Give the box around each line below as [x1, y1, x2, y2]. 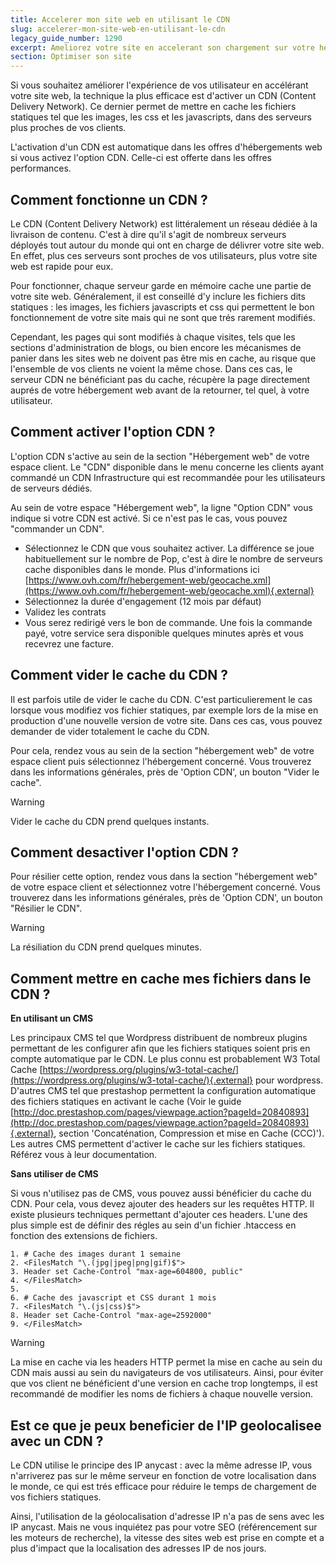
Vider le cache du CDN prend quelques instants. [10, 815, 210, 827]
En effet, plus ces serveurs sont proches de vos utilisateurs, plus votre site [10, 249, 318, 261]
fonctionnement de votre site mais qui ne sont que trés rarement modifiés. [10, 311, 316, 323]
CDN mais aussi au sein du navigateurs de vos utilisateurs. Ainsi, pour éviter [10, 1367, 324, 1379]
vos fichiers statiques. [10, 1491, 102, 1503]
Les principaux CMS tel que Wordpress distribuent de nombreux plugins [10, 1032, 308, 1044]
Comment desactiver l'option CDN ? [10, 844, 239, 861]
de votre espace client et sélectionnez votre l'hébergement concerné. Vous [10, 881, 321, 893]
